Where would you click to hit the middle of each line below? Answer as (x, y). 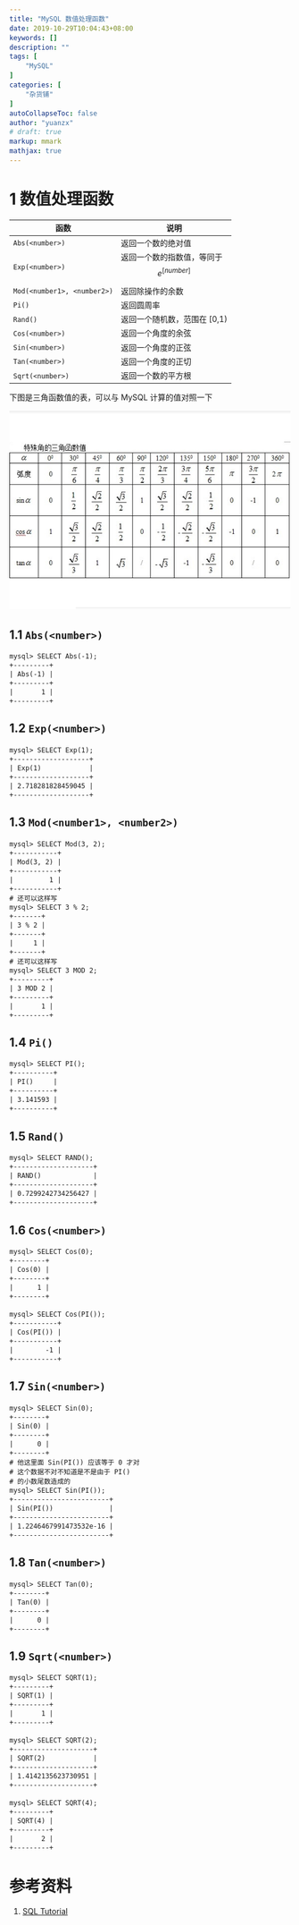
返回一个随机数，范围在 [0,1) (174, 319)
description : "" (39, 47)
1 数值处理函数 (62, 199)
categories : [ (36, 85)
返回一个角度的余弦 (156, 333)
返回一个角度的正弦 (156, 347)
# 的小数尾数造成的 (40, 1481)
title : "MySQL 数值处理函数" (59, 19)
